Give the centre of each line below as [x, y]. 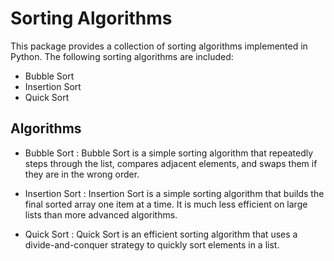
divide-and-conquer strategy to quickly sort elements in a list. [152, 244]
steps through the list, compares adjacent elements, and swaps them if [171, 163]
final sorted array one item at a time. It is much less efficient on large [166, 204]
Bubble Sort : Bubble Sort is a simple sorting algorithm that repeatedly [169, 153]
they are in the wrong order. [82, 174]
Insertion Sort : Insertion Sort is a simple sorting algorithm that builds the [174, 193]
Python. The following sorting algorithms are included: [122, 56]
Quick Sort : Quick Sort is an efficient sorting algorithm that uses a [161, 234]
